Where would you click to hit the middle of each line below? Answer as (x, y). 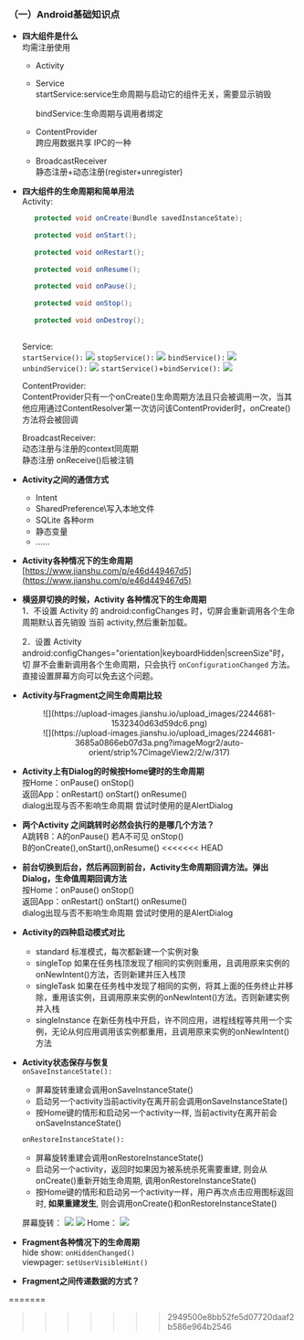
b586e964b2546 (199, 1326)
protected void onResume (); (88, 269)
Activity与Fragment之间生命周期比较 (92, 695)
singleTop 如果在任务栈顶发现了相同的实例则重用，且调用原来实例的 (162, 963)
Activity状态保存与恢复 (65, 1062)
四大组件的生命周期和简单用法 (78, 191)
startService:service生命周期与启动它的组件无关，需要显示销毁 (153, 94)
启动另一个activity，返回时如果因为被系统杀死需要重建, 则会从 (152, 1169)
